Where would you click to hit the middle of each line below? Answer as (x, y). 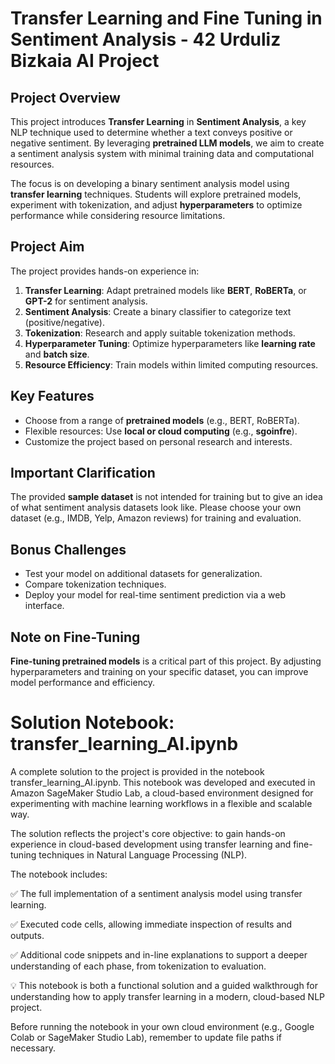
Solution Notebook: (92, 723)
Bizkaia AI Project (85, 61)
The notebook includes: (59, 874)
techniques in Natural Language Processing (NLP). (143, 855)
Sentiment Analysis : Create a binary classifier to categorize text (158, 311)
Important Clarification (83, 473)
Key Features (52, 396)
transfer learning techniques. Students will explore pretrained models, (156, 194)
